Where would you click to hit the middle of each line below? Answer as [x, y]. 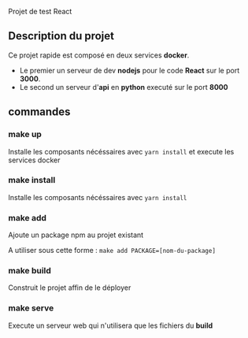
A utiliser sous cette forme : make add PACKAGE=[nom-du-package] [112, 251]
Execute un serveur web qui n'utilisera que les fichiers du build [111, 325]
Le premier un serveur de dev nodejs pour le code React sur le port [130, 70]
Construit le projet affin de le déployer [70, 288]
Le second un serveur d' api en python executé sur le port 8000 [124, 87]
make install [32, 180]
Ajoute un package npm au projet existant [76, 235]
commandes [39, 112]
